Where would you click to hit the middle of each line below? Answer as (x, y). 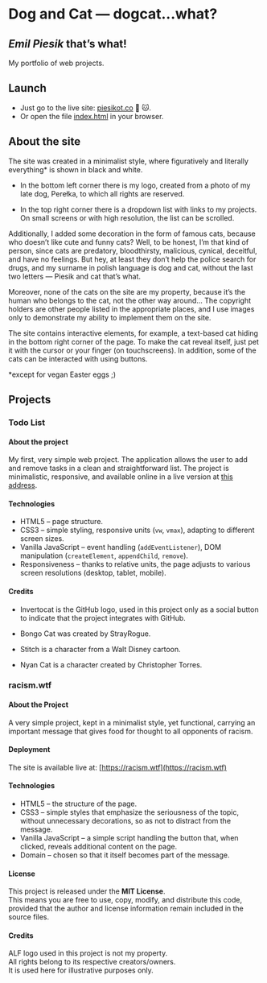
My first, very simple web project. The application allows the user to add (128, 460)
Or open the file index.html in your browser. (92, 116)
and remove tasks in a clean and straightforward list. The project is (119, 469)
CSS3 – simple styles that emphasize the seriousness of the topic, (129, 812)
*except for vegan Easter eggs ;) (62, 374)
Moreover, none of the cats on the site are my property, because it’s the (127, 291)
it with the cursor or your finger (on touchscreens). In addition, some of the (133, 350)
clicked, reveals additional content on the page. (99, 847)
